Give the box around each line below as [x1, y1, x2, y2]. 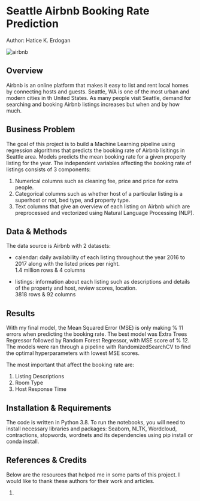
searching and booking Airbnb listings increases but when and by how [6, 101, 180, 108]
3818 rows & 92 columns [14, 291, 76, 298]
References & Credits [6, 455, 87, 465]
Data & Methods [6, 226, 68, 236]
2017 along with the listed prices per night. [14, 260, 120, 268]
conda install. [6, 438, 40, 445]
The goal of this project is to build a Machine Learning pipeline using [6, 140, 175, 147]
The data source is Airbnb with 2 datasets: [6, 242, 111, 250]
